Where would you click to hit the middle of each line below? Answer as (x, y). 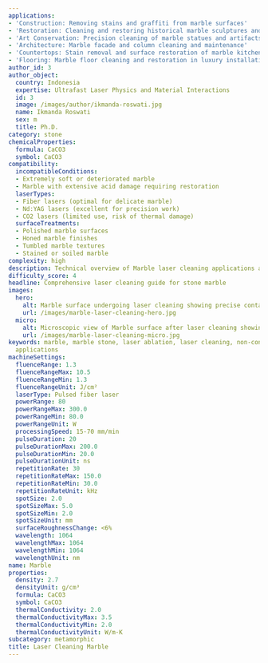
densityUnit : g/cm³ (48, 588)
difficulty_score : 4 (43, 276)
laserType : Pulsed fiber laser (67, 395)
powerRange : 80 (41, 402)
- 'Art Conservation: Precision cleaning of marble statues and (117, 38)
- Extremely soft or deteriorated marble (85, 179)
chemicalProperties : (43, 142)
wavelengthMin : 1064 (49, 550)
